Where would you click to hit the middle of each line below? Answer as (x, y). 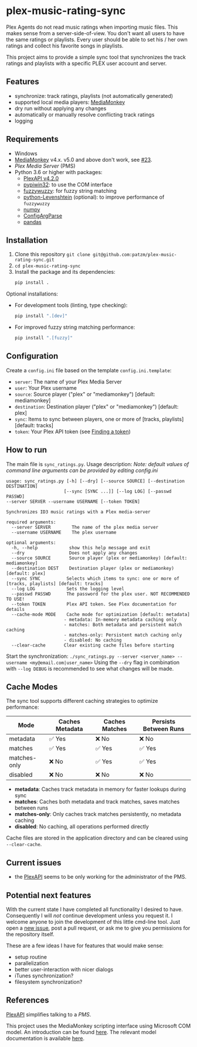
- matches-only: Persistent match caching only (123, 635)
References (28, 1000)
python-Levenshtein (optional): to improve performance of (94, 197)
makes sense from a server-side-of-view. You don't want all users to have (95, 33)
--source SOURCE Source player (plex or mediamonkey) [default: (99, 558)
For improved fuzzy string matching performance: (75, 327)
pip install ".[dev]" (41, 316)
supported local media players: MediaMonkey (69, 102)
